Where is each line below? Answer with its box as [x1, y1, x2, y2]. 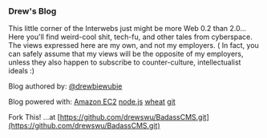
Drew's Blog [8, 6, 57, 17]
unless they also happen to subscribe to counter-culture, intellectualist [8, 57, 241, 67]
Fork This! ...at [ [8, 112, 60, 122]
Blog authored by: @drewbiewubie [8, 81, 123, 91]
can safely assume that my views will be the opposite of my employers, [8, 49, 244, 59]
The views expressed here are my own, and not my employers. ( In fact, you [8, 41, 259, 50]
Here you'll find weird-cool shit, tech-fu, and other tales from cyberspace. [8, 32, 253, 41]
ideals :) [8, 66, 34, 76]
